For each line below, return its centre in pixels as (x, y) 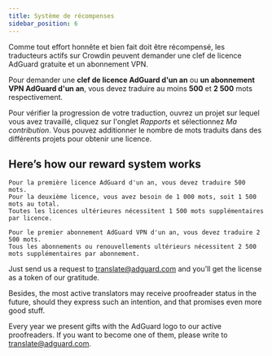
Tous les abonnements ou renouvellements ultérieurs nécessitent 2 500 (132, 247)
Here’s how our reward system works (105, 164)
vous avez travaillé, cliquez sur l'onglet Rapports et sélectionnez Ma (123, 121)
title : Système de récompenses (61, 16)
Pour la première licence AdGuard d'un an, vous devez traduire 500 (127, 183)
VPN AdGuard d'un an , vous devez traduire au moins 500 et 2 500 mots (130, 88)
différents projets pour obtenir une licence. (80, 138)
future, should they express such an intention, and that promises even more (135, 302)
